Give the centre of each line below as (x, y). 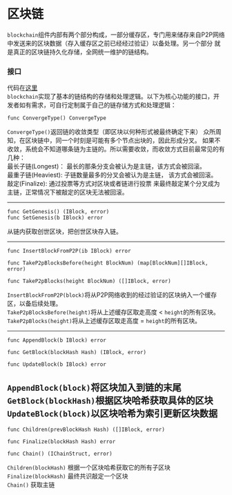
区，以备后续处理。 (35, 304)
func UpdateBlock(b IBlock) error (57, 365)
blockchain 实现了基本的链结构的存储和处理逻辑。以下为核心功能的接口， (110, 97)
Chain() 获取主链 (31, 485)
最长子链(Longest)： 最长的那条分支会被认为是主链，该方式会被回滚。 (106, 166)
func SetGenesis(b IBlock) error (55, 218)
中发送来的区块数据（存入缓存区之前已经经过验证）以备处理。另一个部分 (110, 43)
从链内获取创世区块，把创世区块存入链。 (65, 231)
